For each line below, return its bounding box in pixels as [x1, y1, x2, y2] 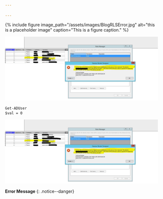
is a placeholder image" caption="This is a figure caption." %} [5, 27, 129, 33]
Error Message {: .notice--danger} [5, 188, 74, 194]
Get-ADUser [5, 106, 27, 111]
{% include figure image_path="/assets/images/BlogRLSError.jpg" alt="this [5, 22, 155, 28]
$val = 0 [5, 111, 23, 116]
